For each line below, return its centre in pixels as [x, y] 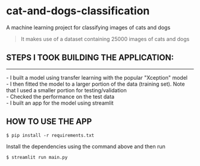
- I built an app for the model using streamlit [60, 103]
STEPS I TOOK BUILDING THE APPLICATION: [90, 58]
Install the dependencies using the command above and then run [86, 146]
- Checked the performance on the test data [60, 96]
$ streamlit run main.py [37, 157]
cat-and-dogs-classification [78, 11]
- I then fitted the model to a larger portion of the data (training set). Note [96, 84]
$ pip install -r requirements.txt [50, 135]
